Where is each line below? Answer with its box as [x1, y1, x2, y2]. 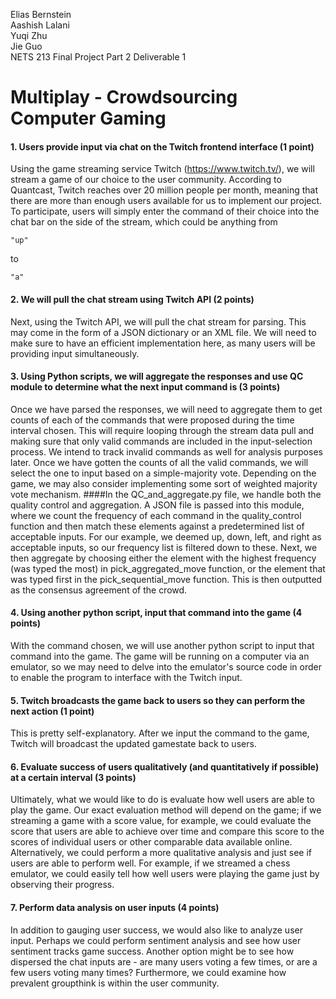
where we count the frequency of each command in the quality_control [10, 509, 302, 521]
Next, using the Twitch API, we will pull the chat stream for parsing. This [10, 315, 307, 328]
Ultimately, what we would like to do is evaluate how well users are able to [10, 794, 315, 806]
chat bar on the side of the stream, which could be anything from [10, 216, 278, 228]
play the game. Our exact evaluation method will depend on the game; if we [10, 804, 322, 816]
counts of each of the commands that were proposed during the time [10, 414, 295, 426]
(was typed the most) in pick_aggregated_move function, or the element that [10, 562, 326, 574]
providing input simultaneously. [10, 347, 140, 359]
